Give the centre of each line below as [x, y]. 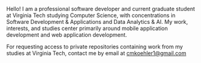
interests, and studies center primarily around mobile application [87, 28]
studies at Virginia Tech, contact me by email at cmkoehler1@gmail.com [97, 53]
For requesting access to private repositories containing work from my [95, 46]
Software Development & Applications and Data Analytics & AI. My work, [97, 22]
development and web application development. [67, 35]
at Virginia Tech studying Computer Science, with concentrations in [91, 15]
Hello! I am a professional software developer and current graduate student [101, 9]
